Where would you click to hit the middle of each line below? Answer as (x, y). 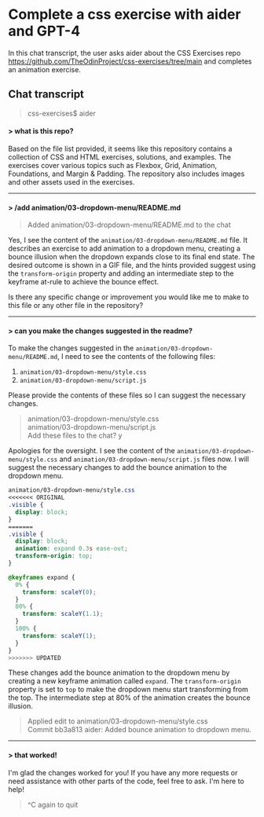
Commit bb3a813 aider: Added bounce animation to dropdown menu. (139, 730)
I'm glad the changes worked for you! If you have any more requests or (123, 772)
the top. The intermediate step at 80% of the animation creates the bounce (129, 698)
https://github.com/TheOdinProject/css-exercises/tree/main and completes (130, 61)
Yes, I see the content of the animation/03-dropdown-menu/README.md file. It (128, 240)
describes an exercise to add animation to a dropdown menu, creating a (125, 248)
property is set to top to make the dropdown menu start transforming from (128, 690)
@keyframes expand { (42, 577)
